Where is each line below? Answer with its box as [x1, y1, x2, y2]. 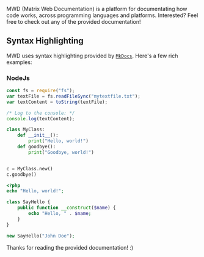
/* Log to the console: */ [6, 110, 75, 116]
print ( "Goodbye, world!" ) [28, 149, 95, 155]
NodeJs [6, 73, 31, 82]
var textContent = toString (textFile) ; [6, 99, 108, 105]
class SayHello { [6, 199, 51, 205]
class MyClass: [6, 126, 45, 133]
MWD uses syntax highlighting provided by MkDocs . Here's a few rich [6, 52, 178, 59]
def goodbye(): [17, 143, 56, 150]
